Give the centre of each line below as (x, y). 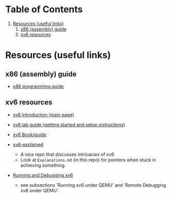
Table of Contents (44, 9)
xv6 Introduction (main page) (43, 115)
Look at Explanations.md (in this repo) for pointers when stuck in (88, 160)
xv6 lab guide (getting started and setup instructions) (69, 124)
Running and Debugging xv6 (43, 175)
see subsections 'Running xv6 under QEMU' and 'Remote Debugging (93, 185)
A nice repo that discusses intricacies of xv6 (67, 154)
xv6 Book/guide (29, 135)
